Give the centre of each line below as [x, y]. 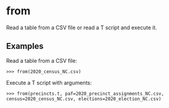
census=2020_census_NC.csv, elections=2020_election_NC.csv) [84, 99]
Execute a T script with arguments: [49, 82]
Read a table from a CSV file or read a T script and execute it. [82, 27]
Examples [25, 46]
